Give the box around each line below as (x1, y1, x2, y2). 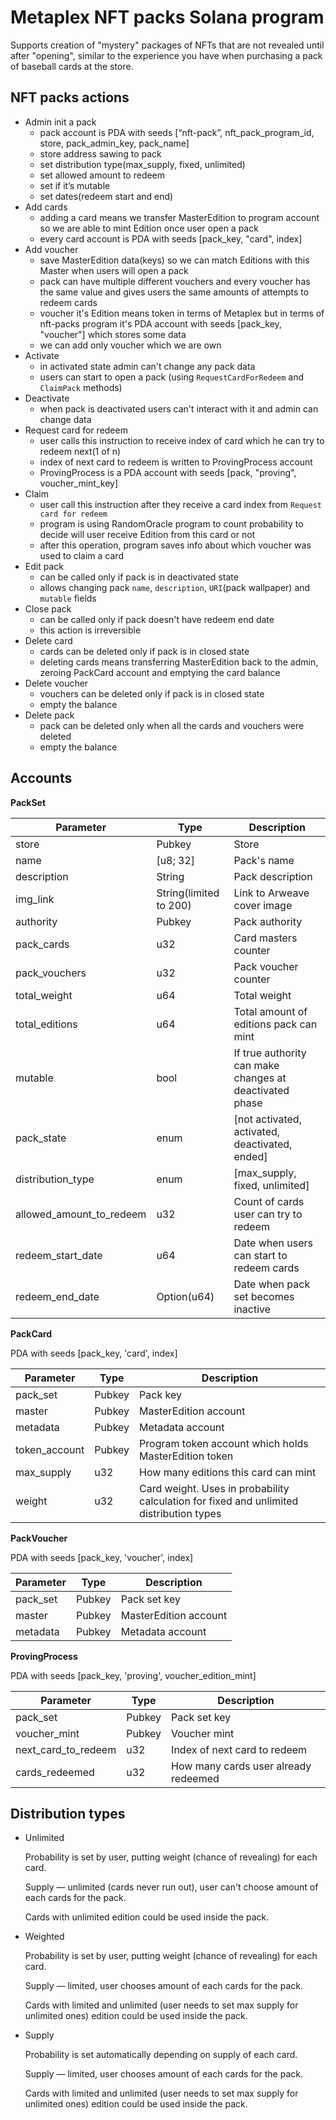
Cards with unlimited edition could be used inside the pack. (24, 1911, 270, 1923)
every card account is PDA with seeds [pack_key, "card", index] (39, 232, 303, 245)
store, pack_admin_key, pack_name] (39, 137, 190, 149)
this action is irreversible (39, 624, 142, 636)
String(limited (156, 886, 220, 900)
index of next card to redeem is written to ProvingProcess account (39, 456, 313, 468)
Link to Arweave (233, 886, 310, 900)
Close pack (24, 602, 72, 615)
